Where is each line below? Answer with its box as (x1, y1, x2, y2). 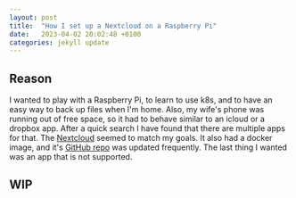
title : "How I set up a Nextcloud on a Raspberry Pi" (9, 21, 218, 30)
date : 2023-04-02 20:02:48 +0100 (9, 29, 142, 38)
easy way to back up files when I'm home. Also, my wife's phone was (9, 104, 265, 115)
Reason (9, 70, 53, 86)
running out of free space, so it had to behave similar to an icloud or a (9, 113, 266, 125)
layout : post (9, 12, 58, 22)
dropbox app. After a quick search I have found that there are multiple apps (9, 123, 285, 134)
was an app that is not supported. (9, 152, 133, 162)
